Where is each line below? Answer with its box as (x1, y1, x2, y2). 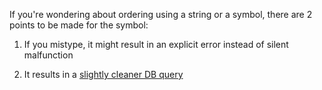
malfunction (23, 49, 74, 61)
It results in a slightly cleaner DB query (23, 69, 184, 80)
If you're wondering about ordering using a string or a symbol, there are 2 (9, 9, 313, 20)
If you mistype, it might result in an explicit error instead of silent (23, 39, 289, 50)
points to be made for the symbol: (9, 19, 149, 31)
